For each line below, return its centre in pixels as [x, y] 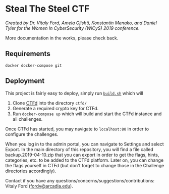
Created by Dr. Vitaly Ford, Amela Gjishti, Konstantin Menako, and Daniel [81, 23]
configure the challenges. [32, 134]
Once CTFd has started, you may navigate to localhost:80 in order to [77, 129]
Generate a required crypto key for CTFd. [55, 108]
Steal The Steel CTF [47, 9]
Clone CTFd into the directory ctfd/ [50, 103]
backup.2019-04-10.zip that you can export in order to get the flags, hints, [82, 155]
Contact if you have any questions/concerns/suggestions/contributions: [80, 180]
